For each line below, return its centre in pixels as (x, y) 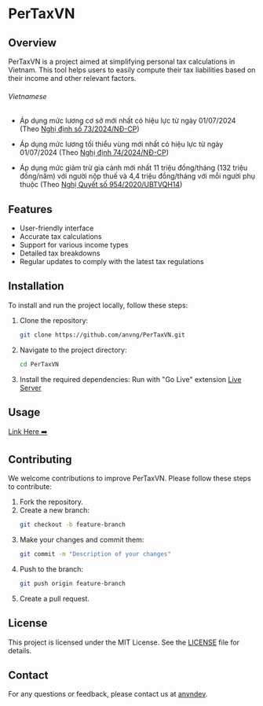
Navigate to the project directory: (73, 350)
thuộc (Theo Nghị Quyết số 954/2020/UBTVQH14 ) (101, 185)
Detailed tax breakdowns (60, 253)
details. (20, 650)
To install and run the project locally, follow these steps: (98, 305)
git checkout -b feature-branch (72, 525)
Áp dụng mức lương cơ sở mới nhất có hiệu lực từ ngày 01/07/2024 (128, 121)
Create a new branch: (55, 510)
